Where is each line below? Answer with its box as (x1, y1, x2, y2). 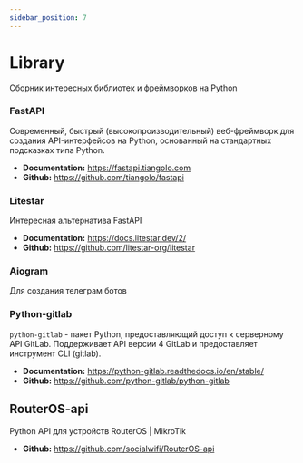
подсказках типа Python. (9, 144, 106, 155)
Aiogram (9, 265, 48, 277)
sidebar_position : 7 (9, 13, 88, 23)
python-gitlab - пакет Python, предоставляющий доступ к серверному (9, 328, 284, 340)
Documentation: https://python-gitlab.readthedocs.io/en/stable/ (22, 365, 265, 376)
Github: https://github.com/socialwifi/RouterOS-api (22, 443, 215, 454)
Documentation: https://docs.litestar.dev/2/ (22, 233, 187, 244)
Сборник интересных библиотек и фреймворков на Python (9, 82, 238, 93)
